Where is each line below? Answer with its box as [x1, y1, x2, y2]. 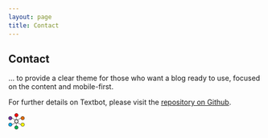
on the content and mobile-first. [8, 82, 114, 91]
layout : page [8, 13, 52, 21]
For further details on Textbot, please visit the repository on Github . [8, 97, 232, 108]
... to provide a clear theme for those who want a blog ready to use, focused [8, 73, 261, 83]
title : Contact [8, 21, 60, 30]
